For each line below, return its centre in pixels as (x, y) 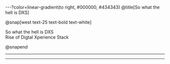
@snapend (16, 47)
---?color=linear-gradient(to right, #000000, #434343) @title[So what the (82, 7)
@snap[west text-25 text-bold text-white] (49, 22)
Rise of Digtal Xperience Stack (37, 37)
